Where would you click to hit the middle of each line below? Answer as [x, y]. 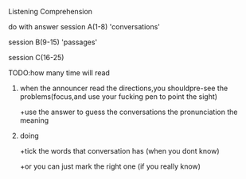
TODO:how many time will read [59, 73]
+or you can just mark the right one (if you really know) [110, 166]
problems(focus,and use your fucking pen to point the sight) [118, 97]
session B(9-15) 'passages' [53, 42]
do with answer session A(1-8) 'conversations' [84, 27]
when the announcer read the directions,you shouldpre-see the [124, 88]
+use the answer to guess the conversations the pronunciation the [129, 112]
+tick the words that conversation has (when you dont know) [119, 151]
